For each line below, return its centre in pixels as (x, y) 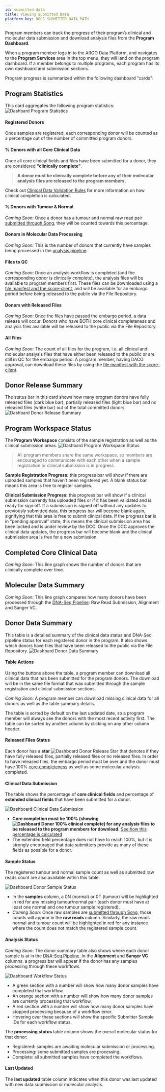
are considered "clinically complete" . (44, 166)
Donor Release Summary (44, 385)
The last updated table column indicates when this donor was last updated (81, 1079)
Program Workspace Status (48, 428)
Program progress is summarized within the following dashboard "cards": (79, 78)
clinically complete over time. (35, 570)
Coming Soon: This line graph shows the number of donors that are (73, 565)
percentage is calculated (37, 834)
